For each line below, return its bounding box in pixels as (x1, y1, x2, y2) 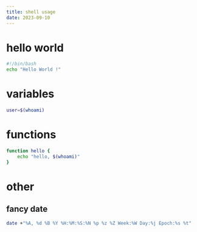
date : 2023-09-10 (6, 15, 50, 21)
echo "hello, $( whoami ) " (17, 153, 80, 160)
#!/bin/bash (6, 61, 36, 67)
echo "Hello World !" (6, 66, 61, 73)
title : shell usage (6, 9, 56, 15)
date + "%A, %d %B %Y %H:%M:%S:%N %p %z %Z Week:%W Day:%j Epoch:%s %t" (6, 220, 192, 226)
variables (6, 87, 55, 101)
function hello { (6, 147, 50, 154)
